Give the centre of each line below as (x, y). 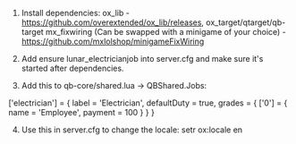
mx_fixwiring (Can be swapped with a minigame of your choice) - (166, 32)
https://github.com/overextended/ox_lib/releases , (113, 22)
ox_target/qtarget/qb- (246, 22)
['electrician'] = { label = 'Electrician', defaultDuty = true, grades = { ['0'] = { (148, 103)
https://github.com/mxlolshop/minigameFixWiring (113, 41)
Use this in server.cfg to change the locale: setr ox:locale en (132, 130)
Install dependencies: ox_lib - (76, 13)
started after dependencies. (72, 68)
